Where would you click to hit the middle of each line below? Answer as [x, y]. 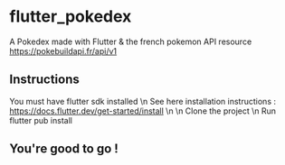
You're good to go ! [64, 149]
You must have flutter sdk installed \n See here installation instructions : [142, 101]
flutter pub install [41, 120]
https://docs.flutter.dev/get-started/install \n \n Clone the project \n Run [143, 111]
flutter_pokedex [71, 17]
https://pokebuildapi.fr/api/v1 [63, 50]
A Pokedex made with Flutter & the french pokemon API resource [131, 41]
